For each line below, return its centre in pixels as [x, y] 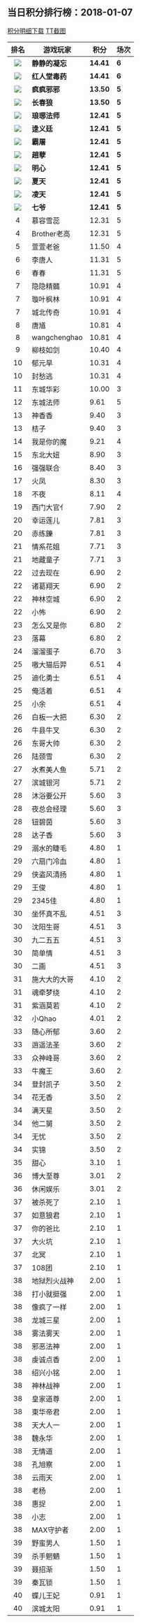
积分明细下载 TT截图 [37, 31]
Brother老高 [51, 234]
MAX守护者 [50, 1530]
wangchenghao [57, 337]
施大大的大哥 [53, 979]
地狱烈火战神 [53, 1280]
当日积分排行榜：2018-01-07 [70, 13]
